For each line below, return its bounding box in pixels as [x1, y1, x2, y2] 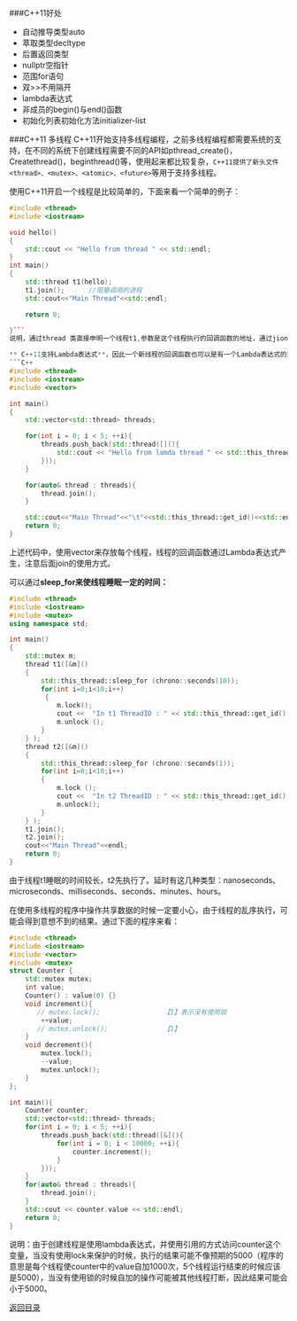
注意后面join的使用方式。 [24, 558, 116, 568]
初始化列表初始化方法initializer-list [21, 115, 147, 126]
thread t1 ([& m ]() [25, 660, 89, 668]
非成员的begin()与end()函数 [21, 105, 123, 114]
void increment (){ [25, 999, 93, 1008]
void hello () [9, 228, 57, 237]
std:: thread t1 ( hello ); [25, 277, 113, 286]
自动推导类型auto [21, 27, 86, 37]
